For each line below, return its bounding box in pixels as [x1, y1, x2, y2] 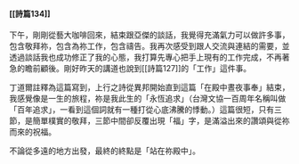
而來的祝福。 [9, 127, 56, 137]
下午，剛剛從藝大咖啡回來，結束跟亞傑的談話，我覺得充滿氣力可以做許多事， [9, 29, 290, 40]
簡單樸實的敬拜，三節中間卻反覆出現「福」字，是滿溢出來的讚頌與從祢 [32, 116, 290, 127]
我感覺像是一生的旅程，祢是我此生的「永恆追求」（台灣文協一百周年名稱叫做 [9, 94, 287, 104]
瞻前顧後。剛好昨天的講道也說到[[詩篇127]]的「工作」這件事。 [24, 63, 252, 74]
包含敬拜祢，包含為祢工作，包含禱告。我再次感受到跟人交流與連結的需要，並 [9, 41, 290, 52]
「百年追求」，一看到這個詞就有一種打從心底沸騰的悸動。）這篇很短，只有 [9, 104, 274, 115]
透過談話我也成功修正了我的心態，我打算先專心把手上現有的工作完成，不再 [9, 52, 282, 62]
